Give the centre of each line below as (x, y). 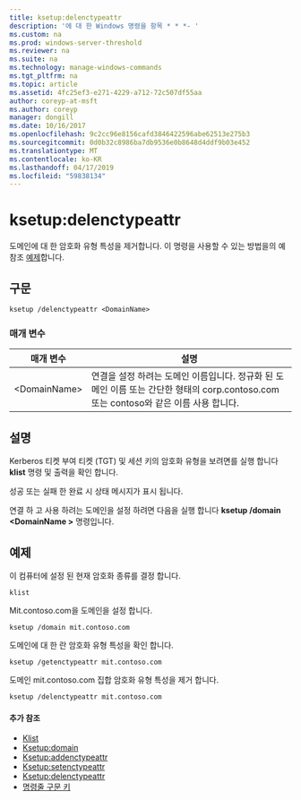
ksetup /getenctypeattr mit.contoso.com (86, 662)
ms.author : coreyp (43, 109)
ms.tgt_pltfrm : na (43, 76)
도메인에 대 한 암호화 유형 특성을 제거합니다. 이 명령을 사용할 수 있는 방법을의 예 (148, 246)
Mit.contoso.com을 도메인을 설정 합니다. (81, 610)
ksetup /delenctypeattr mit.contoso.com (86, 697)
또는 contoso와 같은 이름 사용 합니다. (165, 403)
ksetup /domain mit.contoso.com (69, 627)
